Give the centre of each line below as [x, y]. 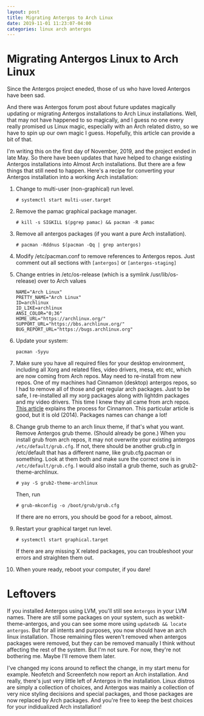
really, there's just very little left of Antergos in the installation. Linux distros [101, 681]
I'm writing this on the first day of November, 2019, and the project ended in [101, 151]
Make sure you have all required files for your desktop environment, [100, 363]
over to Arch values [62, 281]
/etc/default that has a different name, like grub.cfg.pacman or [93, 453]
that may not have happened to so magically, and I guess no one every [95, 120]
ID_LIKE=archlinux [39, 308]
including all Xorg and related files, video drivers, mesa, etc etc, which [104, 370]
